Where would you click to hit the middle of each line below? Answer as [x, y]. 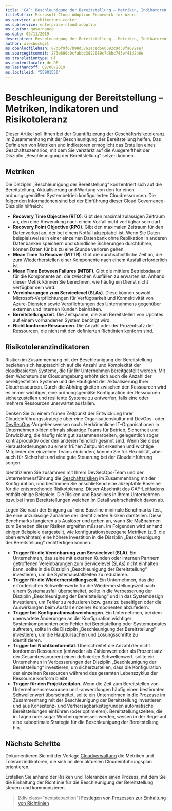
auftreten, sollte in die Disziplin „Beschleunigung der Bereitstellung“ [84, 629]
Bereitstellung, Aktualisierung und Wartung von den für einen [70, 190]
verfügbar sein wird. [34, 287]
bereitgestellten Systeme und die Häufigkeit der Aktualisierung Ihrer [77, 381]
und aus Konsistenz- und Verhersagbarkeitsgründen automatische [83, 706]
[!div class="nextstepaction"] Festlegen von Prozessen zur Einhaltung [92, 798]
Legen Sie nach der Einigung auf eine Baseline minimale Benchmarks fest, [84, 509]
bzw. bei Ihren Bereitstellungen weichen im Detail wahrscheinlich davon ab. [85, 500]
